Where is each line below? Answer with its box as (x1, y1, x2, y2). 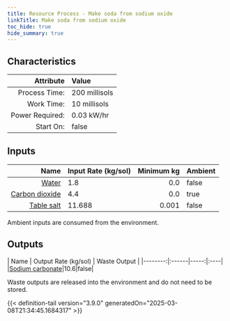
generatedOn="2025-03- (105, 299, 178, 307)
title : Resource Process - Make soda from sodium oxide (7, 10, 173, 17)
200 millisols (71, 88, 114, 97)
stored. (7, 285, 28, 293)
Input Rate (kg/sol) (67, 166, 131, 175)
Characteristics (7, 55, 77, 67)
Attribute (34, 76, 65, 86)
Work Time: (26, 99, 65, 109)
